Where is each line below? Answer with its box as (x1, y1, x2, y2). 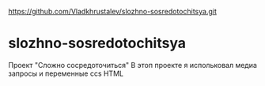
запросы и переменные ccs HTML (8, 69, 124, 78)
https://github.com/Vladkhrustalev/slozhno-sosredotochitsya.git (8, 7, 218, 16)
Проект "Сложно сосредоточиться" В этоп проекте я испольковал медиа (8, 60, 257, 69)
